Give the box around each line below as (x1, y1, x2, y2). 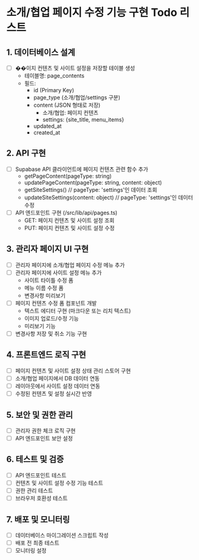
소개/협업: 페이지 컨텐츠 (42, 109, 99, 117)
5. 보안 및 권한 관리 (6, 410, 73, 420)
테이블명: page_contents (24, 72, 85, 79)
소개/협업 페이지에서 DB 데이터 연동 (15, 374, 100, 382)
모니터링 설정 (15, 547, 47, 555)
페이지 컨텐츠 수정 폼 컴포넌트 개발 (15, 299, 97, 307)
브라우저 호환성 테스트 (15, 495, 68, 502)
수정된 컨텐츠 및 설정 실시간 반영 (15, 390, 92, 398)
